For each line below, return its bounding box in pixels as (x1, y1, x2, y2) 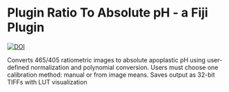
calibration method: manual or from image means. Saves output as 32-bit (7, 71, 215, 79)
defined (7, 63, 30, 71)
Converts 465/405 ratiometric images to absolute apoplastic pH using (7, 55, 206, 64)
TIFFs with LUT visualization (7, 77, 88, 86)
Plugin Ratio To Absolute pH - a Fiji (7, 5, 208, 21)
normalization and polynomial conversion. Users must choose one (30, 63, 219, 71)
